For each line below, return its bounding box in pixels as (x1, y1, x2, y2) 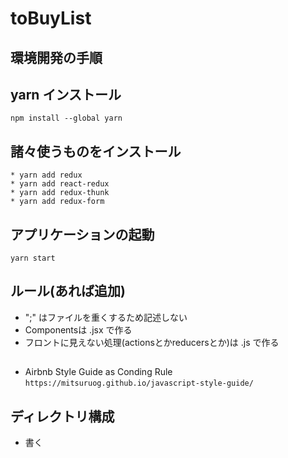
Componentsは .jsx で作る (24, 323, 133, 336)
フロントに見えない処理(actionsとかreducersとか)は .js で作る (24, 336, 280, 348)
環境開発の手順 (10, 49, 103, 66)
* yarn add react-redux (10, 179, 110, 189)
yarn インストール (10, 86, 122, 103)
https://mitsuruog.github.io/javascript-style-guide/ (24, 378, 254, 389)
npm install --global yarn (10, 113, 123, 124)
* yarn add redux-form (10, 197, 105, 207)
